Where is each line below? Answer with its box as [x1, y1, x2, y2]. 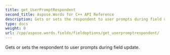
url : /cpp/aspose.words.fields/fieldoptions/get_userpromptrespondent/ [5, 30, 159, 35]
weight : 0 [5, 26, 26, 31]
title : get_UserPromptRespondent [5, 7, 76, 12]
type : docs [5, 21, 28, 26]
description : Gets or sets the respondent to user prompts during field [5, 16, 162, 21]
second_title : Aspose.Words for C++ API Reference [5, 12, 114, 17]
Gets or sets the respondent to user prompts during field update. [5, 44, 140, 50]
